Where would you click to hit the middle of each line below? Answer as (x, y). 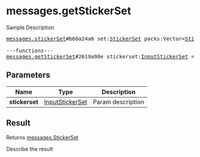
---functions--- (30, 51)
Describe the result (30, 149)
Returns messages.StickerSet (42, 137)
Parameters (28, 75)
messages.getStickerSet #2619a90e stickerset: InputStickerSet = (100, 56)
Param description (119, 102)
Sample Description (30, 27)
